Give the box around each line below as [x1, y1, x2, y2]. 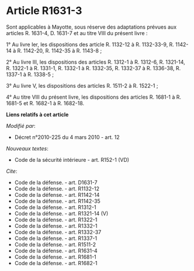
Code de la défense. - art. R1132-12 [14, 185, 99, 192]
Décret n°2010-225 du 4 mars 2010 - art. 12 [14, 133, 120, 141]
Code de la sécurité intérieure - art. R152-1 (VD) [14, 156, 130, 163]
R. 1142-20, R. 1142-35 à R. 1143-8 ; [17, 47, 102, 54]
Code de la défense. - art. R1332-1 [14, 222, 98, 229]
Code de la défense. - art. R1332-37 [14, 228, 102, 235]
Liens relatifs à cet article [6, 111, 69, 118]
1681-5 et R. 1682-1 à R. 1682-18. [6, 99, 85, 106]
